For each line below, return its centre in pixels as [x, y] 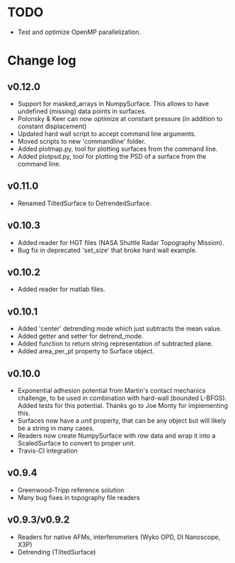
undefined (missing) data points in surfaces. [82, 111]
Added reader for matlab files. [61, 289]
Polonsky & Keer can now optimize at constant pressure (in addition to [120, 118]
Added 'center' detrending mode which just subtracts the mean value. [120, 329]
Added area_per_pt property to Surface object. [86, 351]
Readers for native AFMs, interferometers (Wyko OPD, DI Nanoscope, [119, 537]
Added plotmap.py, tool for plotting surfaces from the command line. [117, 149]
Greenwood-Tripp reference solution [71, 490]
